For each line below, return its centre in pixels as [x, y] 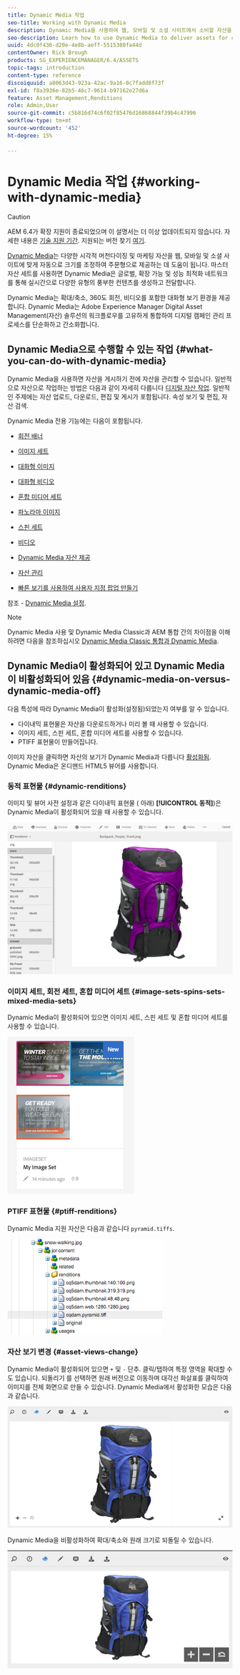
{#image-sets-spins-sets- [178, 991]
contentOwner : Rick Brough [47, 53]
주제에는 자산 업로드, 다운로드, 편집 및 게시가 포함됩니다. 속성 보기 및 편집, [117, 397]
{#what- [194, 349]
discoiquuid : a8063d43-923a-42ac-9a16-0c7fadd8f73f [86, 83]
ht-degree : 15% [30, 136]
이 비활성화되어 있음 [49, 679]
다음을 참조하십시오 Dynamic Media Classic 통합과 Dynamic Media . [122, 641]
